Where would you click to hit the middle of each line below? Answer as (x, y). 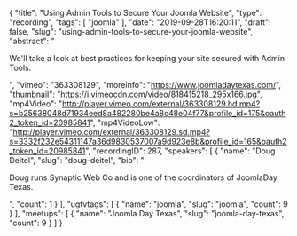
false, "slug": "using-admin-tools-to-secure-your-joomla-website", (131, 31)
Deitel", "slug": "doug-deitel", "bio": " (77, 160)
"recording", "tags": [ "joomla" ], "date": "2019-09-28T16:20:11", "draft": (141, 22)
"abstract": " (32, 41)
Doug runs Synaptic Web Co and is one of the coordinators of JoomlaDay (143, 177)
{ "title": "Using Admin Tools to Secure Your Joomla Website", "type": (136, 13)
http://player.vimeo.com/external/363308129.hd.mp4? (161, 104)
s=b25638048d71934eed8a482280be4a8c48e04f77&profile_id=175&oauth (148, 113)
